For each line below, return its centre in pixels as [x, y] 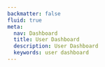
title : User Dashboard [47, 40]
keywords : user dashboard [51, 53]
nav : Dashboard [36, 33]
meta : [15, 27]
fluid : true [24, 20]
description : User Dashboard [56, 46]
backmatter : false [34, 14]
